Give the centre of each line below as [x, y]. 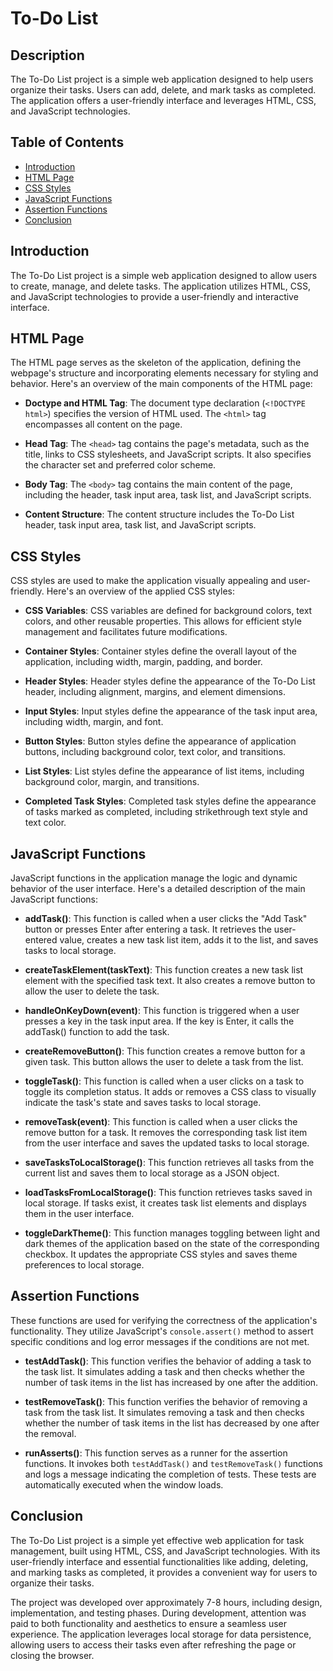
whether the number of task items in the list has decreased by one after [172, 1423]
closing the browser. [52, 1655]
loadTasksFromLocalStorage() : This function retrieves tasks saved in [168, 1193]
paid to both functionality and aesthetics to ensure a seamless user [149, 1623]
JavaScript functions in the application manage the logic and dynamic [154, 878]
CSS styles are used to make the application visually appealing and [148, 581]
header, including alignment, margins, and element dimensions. [155, 692]
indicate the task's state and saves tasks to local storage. [143, 1103]
